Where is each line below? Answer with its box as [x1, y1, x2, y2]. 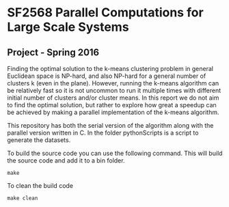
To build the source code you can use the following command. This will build [7, 149, 223, 157]
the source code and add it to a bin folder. [7, 156, 125, 165]
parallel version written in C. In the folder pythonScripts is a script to [7, 128, 199, 137]
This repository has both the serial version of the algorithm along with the [7, 122, 214, 129]
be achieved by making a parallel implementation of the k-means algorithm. [7, 108, 219, 116]
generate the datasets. [7, 136, 71, 144]
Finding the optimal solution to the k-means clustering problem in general [7, 65, 214, 72]
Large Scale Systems [7, 19, 129, 35]
